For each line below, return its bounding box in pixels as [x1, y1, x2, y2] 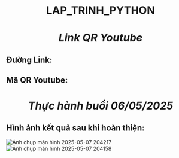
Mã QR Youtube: [6, 75, 68, 86]
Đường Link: [6, 54, 53, 65]
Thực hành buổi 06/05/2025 [28, 99, 174, 113]
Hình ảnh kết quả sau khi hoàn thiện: [6, 123, 145, 133]
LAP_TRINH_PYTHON [46, 4, 155, 17]
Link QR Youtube [58, 31, 143, 45]
